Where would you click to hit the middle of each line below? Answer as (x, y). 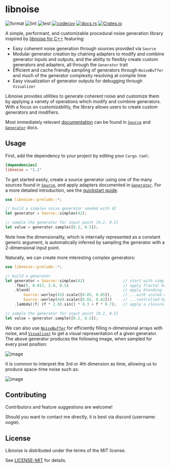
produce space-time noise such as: (42, 369)
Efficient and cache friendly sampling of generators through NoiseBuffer (88, 70)
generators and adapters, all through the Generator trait (70, 64)
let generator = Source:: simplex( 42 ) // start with (79, 281)
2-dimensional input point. (33, 248)
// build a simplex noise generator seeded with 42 (61, 209)
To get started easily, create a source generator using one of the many (79, 179)
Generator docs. (22, 127)
